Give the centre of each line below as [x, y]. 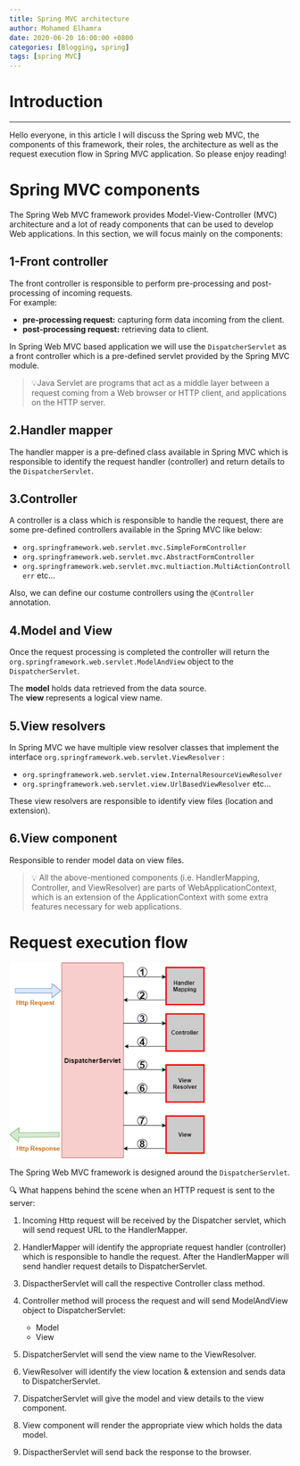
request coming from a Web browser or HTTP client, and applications [159, 392]
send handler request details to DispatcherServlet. [115, 1266]
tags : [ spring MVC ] [46, 57]
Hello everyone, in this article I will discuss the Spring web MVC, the [134, 135]
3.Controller [43, 499]
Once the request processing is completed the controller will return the [140, 652]
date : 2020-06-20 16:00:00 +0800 [71, 38]
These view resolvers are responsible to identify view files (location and [142, 801]
